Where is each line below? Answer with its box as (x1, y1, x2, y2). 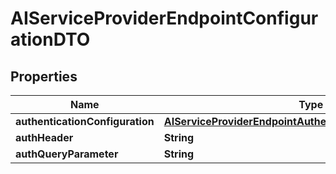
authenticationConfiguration (15, 115, 155, 128)
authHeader (15, 131, 74, 144)
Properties (10, 68, 78, 85)
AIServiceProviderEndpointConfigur (10, 7, 319, 30)
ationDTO (10, 28, 91, 51)
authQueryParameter (15, 147, 119, 161)
